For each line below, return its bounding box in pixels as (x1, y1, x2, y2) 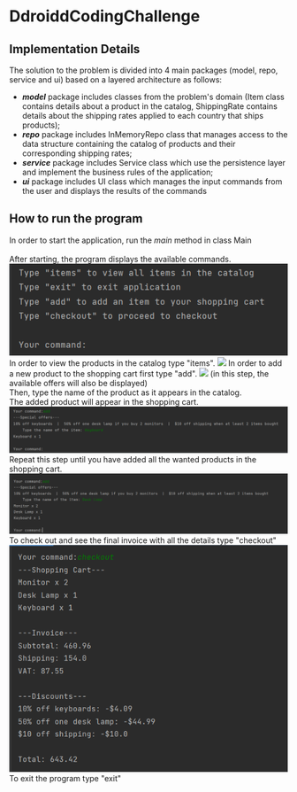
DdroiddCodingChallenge (9, 6, 201, 27)
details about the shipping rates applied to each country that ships (21, 111, 263, 120)
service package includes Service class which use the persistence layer (21, 158, 286, 167)
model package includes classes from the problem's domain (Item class (21, 91, 285, 102)
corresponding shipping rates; (21, 148, 133, 159)
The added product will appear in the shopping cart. (9, 396, 199, 407)
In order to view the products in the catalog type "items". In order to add (9, 357, 283, 369)
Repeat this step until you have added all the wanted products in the (9, 454, 257, 465)
